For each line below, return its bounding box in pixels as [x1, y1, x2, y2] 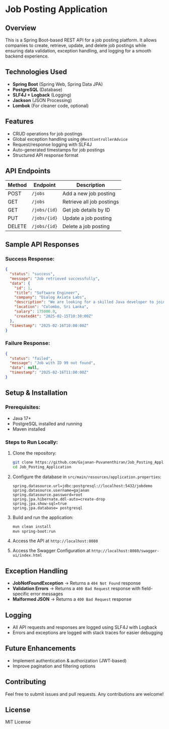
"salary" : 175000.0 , [14, 309, 57, 314]
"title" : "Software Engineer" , [14, 290, 80, 295]
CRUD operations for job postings [12, 130, 82, 137]
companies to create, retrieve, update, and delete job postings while [5, 42, 146, 48]
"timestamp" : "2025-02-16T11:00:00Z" [10, 370, 89, 375]
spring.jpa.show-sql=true [12, 501, 67, 506]
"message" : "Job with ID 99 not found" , [10, 360, 96, 366]
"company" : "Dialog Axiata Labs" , [14, 295, 87, 300]
